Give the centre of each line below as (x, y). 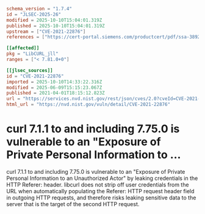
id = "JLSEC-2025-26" (34, 14)
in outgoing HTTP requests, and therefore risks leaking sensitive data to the (101, 198)
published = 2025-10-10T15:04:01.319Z (56, 26)
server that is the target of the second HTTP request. (73, 204)
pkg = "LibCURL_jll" (33, 54)
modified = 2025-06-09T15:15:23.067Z (54, 87)
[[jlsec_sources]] (30, 70)
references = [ (26, 37)
